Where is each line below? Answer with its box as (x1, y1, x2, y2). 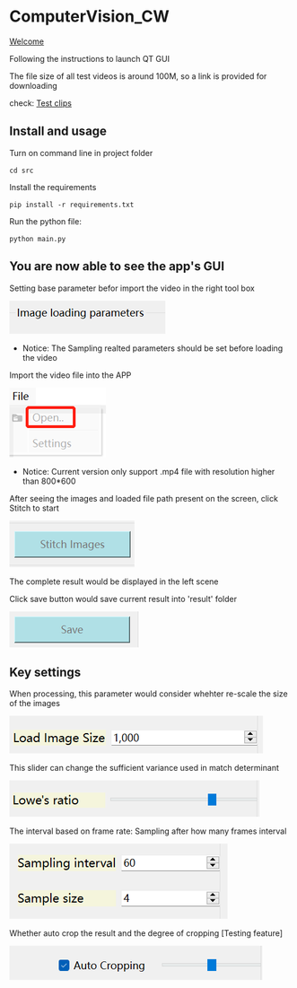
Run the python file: (9, 215, 83, 226)
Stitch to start (9, 503, 60, 513)
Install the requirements (9, 181, 97, 192)
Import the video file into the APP (9, 370, 132, 380)
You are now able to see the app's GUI (9, 258, 225, 275)
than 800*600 (22, 476, 76, 486)
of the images (9, 698, 61, 709)
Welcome (9, 36, 45, 47)
